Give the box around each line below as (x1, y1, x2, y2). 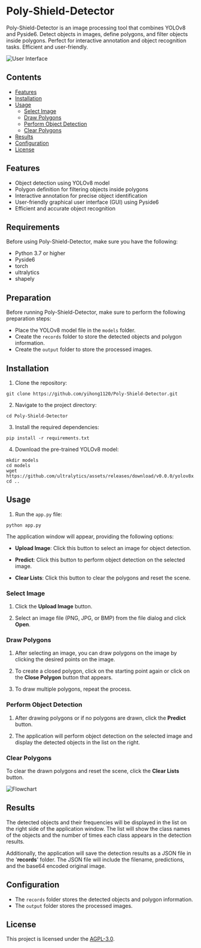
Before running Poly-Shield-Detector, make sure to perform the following (6, 308, 185, 316)
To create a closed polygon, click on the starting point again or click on (14, 667, 190, 674)
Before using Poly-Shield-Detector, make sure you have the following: (6, 238, 178, 245)
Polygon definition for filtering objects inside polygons (14, 185, 148, 193)
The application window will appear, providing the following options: (6, 533, 174, 540)
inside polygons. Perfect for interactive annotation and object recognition (6, 37, 187, 44)
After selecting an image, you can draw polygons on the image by (14, 649, 178, 656)
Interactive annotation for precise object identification (14, 192, 148, 199)
